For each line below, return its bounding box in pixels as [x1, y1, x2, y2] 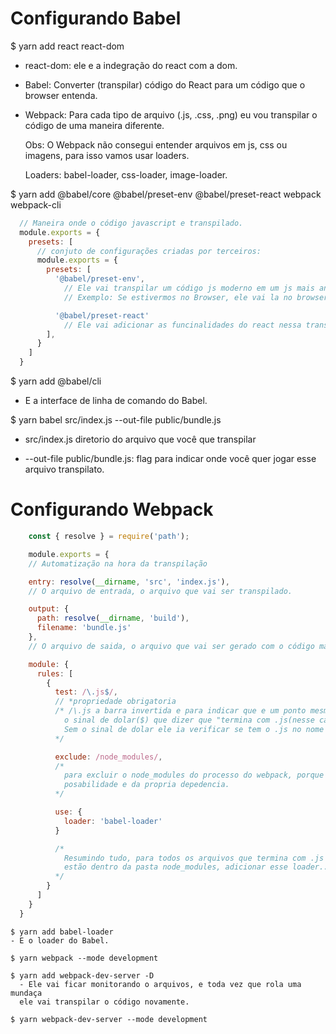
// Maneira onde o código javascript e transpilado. [19, 218, 244, 228]
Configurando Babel [10, 7, 182, 30]
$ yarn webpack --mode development [10, 953, 159, 963]
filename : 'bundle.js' [36, 623, 132, 633]
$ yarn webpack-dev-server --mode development [10, 1014, 208, 1024]
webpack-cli [10, 198, 62, 211]
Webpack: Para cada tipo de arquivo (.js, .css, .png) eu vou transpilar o [24, 108, 318, 121]
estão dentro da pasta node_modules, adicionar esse [63, 862, 288, 872]
